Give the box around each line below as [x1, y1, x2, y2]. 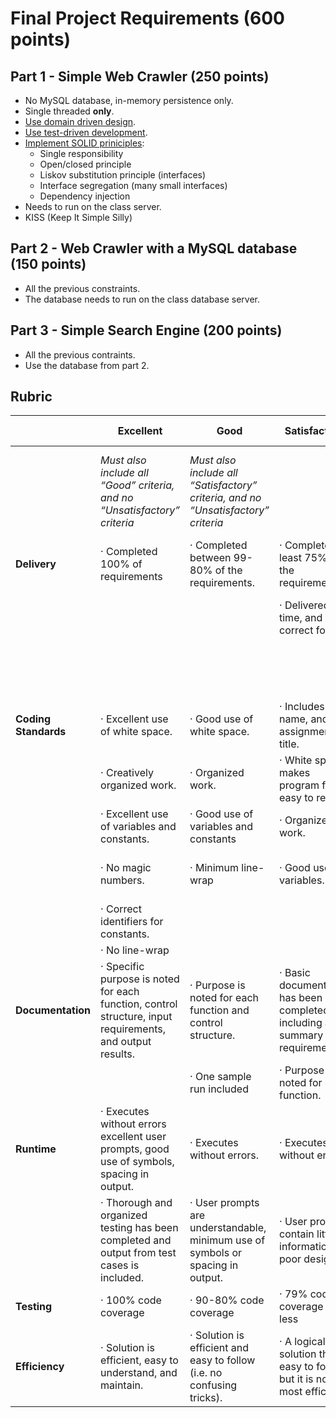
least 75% [279, 551, 328, 565]
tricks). [189, 1391, 223, 1405]
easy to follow [189, 1353, 256, 1367]
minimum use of [189, 1233, 266, 1247]
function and [189, 1003, 250, 1017]
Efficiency [15, 1360, 65, 1374]
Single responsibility [39, 148, 124, 159]
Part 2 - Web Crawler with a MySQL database [10, 240, 298, 257]
